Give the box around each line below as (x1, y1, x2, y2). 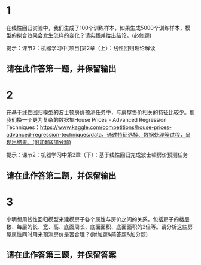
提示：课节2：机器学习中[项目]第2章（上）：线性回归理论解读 (6, 44, 156, 52)
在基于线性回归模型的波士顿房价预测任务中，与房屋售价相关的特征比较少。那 (6, 109, 195, 116)
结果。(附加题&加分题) (16, 138, 72, 146)
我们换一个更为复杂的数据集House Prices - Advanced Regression (6, 116, 167, 124)
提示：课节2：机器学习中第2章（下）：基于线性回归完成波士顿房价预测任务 (6, 151, 188, 159)
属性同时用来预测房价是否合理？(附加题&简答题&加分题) (11, 230, 148, 237)
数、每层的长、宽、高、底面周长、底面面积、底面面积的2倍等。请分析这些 (6, 223, 188, 230)
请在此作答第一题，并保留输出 (6, 64, 117, 74)
